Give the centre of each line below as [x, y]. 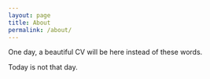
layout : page [29, 15]
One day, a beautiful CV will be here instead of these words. [105, 52]
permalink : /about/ [40, 30]
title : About [29, 23]
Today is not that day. [43, 67]
